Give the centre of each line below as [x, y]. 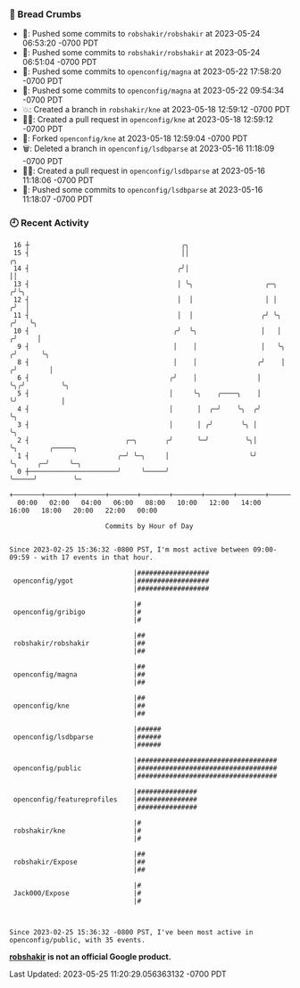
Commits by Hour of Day [149, 526]
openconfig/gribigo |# [77, 612]
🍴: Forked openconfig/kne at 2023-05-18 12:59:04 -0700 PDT [135, 138]
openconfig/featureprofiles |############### [105, 799]
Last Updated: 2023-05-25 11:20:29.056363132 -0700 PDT [118, 974]
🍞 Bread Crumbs [46, 14]
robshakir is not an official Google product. [90, 956]
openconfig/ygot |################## [111, 581]
